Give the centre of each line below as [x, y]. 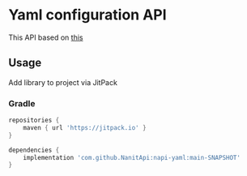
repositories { [34, 120]
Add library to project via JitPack [63, 82]
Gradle [22, 103]
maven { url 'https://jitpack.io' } [85, 127]
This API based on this [46, 37]
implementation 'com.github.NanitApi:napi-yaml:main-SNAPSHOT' [132, 157]
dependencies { [34, 150]
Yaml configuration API [88, 15]
